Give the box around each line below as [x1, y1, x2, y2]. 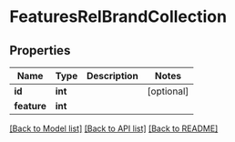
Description [86, 70, 138, 82]
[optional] [147, 85, 189, 97]
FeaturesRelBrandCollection [9, 6, 228, 27]
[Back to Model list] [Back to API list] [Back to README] [9, 123, 219, 134]
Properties [9, 43, 71, 58]
